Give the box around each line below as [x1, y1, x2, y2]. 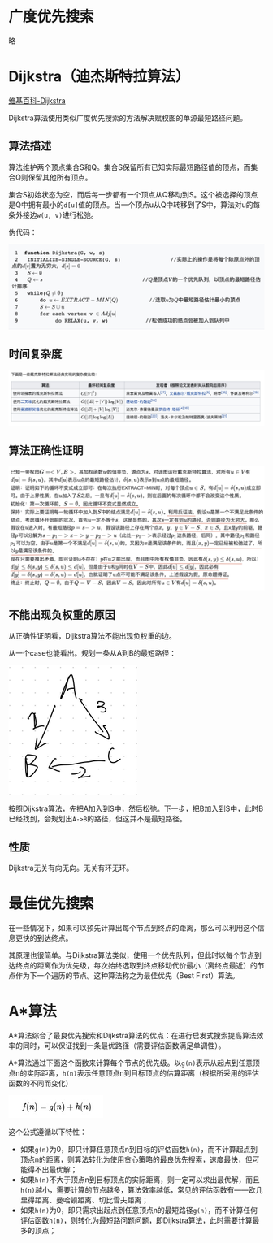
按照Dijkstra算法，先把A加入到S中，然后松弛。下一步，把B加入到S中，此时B [8, 803, 264, 813]
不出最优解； [34, 1165, 78, 1175]
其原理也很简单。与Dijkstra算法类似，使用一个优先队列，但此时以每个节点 [8, 951, 254, 960]
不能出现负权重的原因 [8, 608, 115, 621]
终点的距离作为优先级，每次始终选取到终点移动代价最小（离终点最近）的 [15, 960, 258, 971]
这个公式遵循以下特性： [8, 1127, 87, 1137]
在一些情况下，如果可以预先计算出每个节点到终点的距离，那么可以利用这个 [8, 923, 258, 933]
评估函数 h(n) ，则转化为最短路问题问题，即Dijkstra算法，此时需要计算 [19, 1215, 253, 1225]
